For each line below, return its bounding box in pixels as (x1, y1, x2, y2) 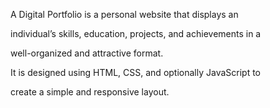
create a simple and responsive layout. (10, 86, 170, 98)
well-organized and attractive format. (10, 47, 164, 59)
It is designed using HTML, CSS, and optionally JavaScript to (10, 67, 262, 78)
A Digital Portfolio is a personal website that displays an (10, 9, 239, 20)
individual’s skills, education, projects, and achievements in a (10, 28, 262, 39)
